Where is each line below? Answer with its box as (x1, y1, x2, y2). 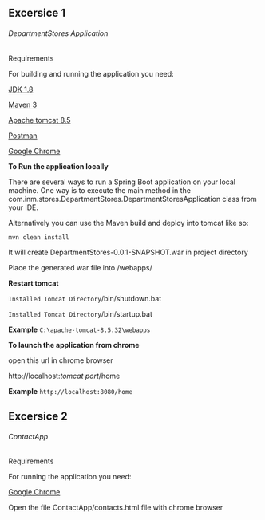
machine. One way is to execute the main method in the (8, 185, 192, 195)
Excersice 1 (8, 6, 66, 20)
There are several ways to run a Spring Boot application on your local (8, 177, 235, 187)
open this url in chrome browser (8, 355, 113, 365)
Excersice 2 (8, 409, 68, 423)
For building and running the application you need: (8, 69, 174, 78)
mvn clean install (8, 233, 69, 242)
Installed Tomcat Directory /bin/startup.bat (8, 309, 153, 318)
